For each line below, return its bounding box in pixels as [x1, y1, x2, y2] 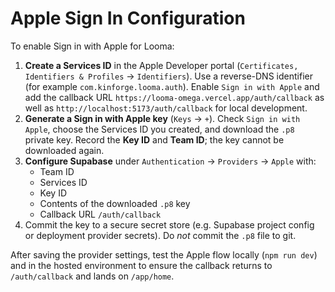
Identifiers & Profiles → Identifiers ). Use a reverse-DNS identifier [24, 70, 313, 82]
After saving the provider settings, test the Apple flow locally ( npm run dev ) [10, 248, 318, 261]
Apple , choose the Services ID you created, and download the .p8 [24, 123, 295, 135]
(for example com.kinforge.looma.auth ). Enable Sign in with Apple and [24, 80, 320, 92]
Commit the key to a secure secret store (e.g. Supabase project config [24, 218, 315, 231]
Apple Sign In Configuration [10, 7, 246, 30]
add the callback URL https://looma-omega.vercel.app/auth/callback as [24, 91, 325, 103]
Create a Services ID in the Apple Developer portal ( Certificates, [24, 59, 299, 71]
